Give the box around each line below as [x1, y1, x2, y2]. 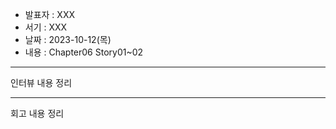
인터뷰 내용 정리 [10, 77, 73, 88]
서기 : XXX [24, 21, 68, 33]
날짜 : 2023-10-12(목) [24, 34, 112, 45]
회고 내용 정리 [10, 108, 65, 119]
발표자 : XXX [24, 9, 75, 20]
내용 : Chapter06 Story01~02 [24, 46, 144, 58]
